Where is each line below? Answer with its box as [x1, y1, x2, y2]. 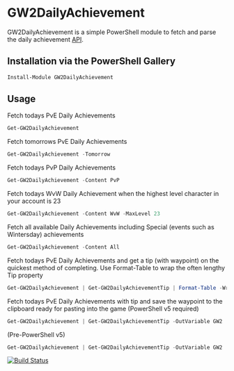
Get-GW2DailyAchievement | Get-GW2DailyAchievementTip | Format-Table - [7, 284, 223, 291]
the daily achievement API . [7, 35, 84, 43]
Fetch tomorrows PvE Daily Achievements [7, 138, 127, 146]
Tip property [7, 271, 43, 279]
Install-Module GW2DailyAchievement [7, 74, 114, 81]
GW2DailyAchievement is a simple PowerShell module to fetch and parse [7, 28, 217, 36]
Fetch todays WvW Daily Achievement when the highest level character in [7, 190, 219, 198]
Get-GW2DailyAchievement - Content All [7, 243, 120, 251]
